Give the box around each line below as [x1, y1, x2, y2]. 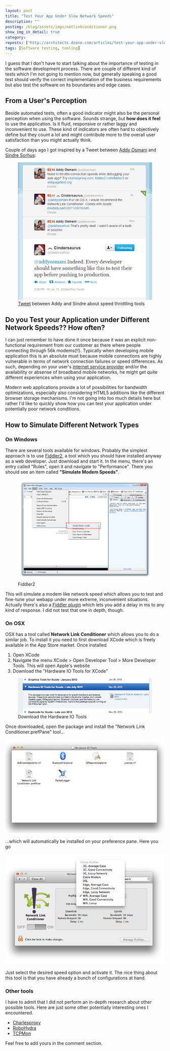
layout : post [5, 8, 33, 13]
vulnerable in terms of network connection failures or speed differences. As [5, 358, 163, 365]
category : [5, 35, 26, 40]
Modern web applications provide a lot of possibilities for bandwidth [5, 384, 147, 391]
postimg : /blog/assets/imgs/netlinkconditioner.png [5, 24, 116, 29]
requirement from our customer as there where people [27, 342, 141, 348]
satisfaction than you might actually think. [5, 137, 92, 143]
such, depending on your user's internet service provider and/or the [5, 364, 147, 370]
